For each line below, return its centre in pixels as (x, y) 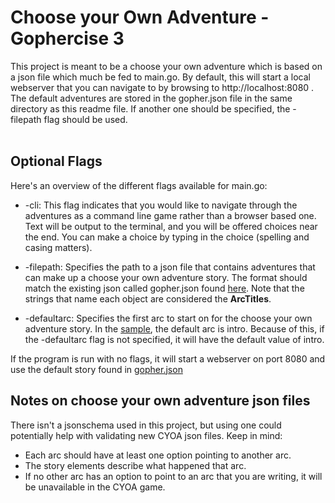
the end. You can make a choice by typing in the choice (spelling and (167, 237)
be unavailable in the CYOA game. (95, 487)
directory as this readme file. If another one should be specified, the (150, 108)
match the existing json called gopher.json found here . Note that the (164, 288)
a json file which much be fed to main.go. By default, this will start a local (160, 77)
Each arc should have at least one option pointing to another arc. (158, 455)
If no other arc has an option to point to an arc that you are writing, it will (173, 476)
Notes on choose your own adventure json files (160, 401)
